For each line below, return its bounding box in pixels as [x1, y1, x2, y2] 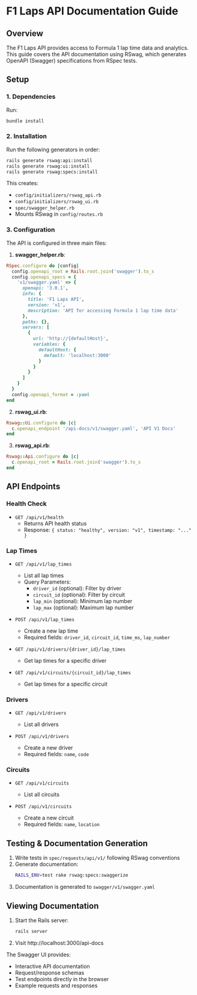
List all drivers [23, 721, 59, 728]
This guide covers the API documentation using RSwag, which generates [6, 51, 187, 58]
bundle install [6, 118, 44, 124]
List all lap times [23, 572, 64, 579]
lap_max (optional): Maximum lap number [32, 604, 134, 611]
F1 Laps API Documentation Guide [6, 4, 178, 18]
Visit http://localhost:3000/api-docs [14, 939, 104, 946]
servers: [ [22, 324, 50, 330]
